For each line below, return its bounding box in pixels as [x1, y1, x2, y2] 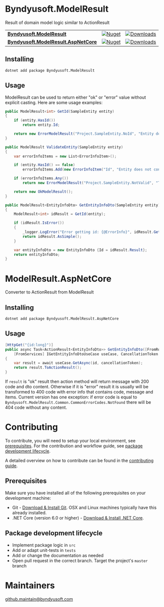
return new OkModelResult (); [14, 189, 73, 194]
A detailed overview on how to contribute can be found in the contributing [5, 458, 154, 463]
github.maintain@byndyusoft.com [5, 596, 73, 602]
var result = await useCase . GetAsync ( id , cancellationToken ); [14, 360, 143, 366]
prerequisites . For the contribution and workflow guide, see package [5, 443, 143, 449]
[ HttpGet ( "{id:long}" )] [5, 342, 54, 347]
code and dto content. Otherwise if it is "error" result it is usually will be [5, 384, 149, 389]
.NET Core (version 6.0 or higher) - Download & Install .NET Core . [12, 515, 144, 521]
